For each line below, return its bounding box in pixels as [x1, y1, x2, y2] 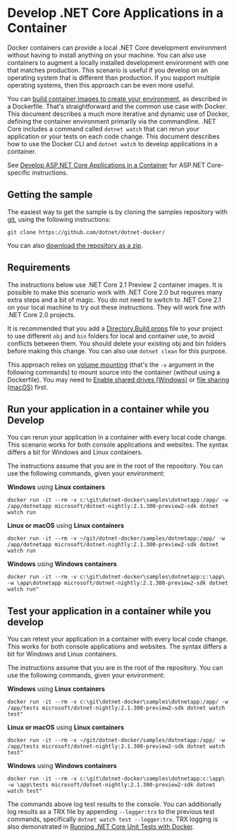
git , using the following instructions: [7, 215, 111, 223]
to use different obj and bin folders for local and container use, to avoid [7, 331, 215, 340]
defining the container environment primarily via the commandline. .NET [7, 117, 216, 125]
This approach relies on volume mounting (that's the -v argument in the [7, 360, 215, 369]
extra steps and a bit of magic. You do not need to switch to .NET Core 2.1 [7, 295, 222, 304]
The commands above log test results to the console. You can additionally [7, 800, 222, 808]
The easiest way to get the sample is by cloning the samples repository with [7, 207, 228, 216]
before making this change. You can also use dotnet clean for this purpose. [7, 346, 228, 355]
